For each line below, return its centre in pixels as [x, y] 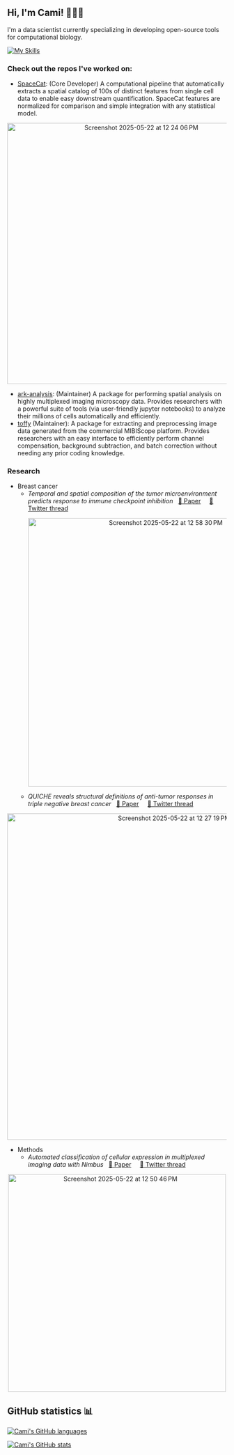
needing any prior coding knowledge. [71, 453]
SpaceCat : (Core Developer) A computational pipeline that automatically [120, 84]
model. [27, 113]
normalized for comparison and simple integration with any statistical [116, 106]
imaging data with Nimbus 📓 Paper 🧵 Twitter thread [107, 1165]
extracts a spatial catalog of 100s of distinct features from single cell [115, 91]
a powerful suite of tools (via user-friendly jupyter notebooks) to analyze [121, 409]
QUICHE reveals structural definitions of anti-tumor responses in [120, 796]
